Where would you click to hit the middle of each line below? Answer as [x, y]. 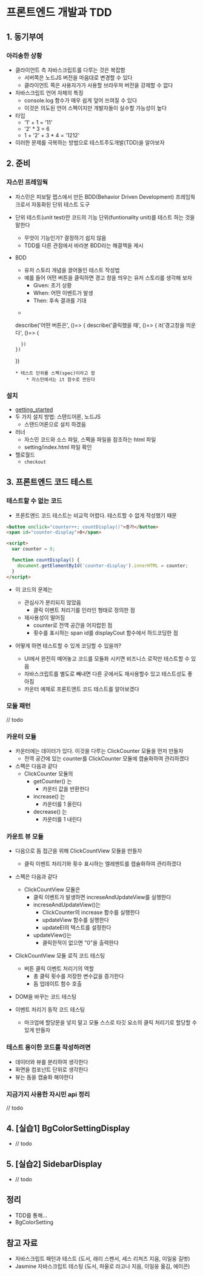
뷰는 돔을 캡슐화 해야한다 [44, 1077]
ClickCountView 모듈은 [52, 890]
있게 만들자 [37, 1030]
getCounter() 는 [52, 781]
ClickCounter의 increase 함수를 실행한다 [91, 913]
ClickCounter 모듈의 [48, 774]
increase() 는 [49, 797]
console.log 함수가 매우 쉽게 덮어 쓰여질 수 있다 [81, 100]
